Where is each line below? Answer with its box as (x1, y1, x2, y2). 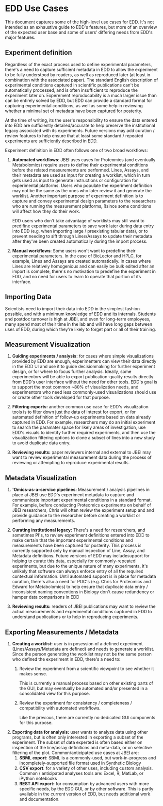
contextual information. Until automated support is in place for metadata (12, 573, 156, 579)
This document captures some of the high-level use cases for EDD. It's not (5, 19, 154, 25)
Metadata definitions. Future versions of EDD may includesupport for (12, 553, 150, 559)
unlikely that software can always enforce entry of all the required (12, 569, 144, 574)
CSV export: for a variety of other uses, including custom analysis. (19, 765, 153, 771)
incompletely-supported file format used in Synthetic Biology (19, 760, 142, 766)
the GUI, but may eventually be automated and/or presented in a (19, 686, 148, 691)
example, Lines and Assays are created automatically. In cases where (12, 258, 151, 264)
